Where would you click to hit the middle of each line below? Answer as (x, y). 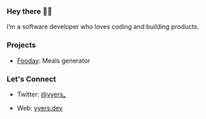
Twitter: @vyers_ (41, 94)
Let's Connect (32, 79)
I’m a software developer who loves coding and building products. (103, 27)
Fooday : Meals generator (53, 60)
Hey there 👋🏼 (29, 11)
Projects (21, 45)
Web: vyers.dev (40, 108)
